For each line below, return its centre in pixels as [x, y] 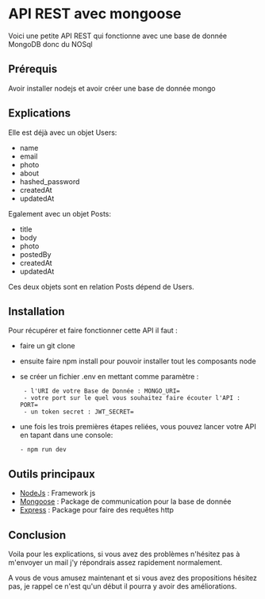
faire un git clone [47, 346]
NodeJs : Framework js [58, 493]
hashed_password [50, 181]
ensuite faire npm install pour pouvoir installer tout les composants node [138, 361]
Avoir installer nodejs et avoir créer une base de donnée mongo [112, 88]
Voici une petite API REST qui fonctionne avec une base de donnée [118, 36]
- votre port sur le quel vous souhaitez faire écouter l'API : [132, 398]
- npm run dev [43, 450]
